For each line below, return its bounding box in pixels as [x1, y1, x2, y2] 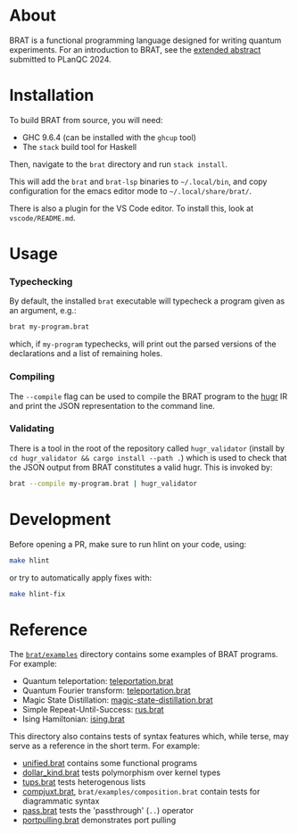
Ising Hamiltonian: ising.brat [21, 713, 125, 724]
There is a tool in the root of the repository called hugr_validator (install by [9, 443, 286, 454]
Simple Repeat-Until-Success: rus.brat [21, 705, 164, 715]
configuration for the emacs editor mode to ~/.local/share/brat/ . [9, 185, 252, 196]
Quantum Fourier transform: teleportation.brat [21, 685, 191, 696]
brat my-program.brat [9, 322, 90, 331]
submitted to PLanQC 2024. [9, 54, 112, 64]
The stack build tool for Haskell [21, 141, 137, 152]
